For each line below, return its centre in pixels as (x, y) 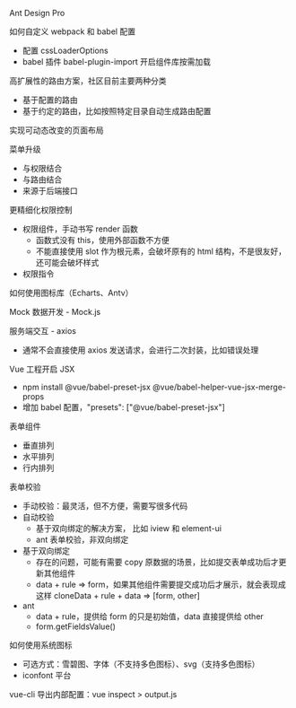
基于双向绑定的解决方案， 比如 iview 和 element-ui (129, 528)
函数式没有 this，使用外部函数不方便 (103, 240)
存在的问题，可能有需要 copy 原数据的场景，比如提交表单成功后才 (157, 562)
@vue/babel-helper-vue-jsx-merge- (219, 387)
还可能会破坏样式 (67, 262)
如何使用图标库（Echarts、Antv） (71, 293)
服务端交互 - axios (43, 331)
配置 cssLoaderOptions (65, 50)
